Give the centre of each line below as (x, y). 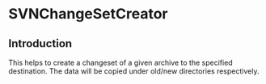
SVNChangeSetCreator (88, 14)
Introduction (40, 44)
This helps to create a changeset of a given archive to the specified (120, 62)
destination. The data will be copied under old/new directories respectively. (134, 71)
